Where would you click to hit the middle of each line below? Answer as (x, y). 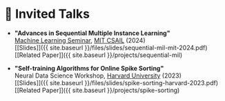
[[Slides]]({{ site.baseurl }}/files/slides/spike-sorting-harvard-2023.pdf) (116, 82)
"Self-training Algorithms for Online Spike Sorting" (89, 68)
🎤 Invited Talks (47, 14)
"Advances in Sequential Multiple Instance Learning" (92, 33)
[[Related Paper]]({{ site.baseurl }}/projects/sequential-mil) (98, 55)
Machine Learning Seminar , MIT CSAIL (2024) (80, 40)
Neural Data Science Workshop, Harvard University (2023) (98, 76)
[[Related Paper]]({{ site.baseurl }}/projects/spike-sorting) (97, 90)
